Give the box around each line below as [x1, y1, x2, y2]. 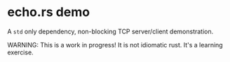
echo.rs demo [7, 4, 90, 20]
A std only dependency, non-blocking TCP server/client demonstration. [7, 27, 214, 36]
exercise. [7, 48, 34, 56]
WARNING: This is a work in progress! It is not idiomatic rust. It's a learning [7, 40, 223, 49]
